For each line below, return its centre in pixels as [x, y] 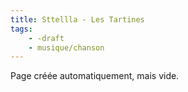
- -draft [46, 38]
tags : [21, 29]
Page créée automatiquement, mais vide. [95, 76]
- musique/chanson [66, 47]
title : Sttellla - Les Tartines [77, 19]
